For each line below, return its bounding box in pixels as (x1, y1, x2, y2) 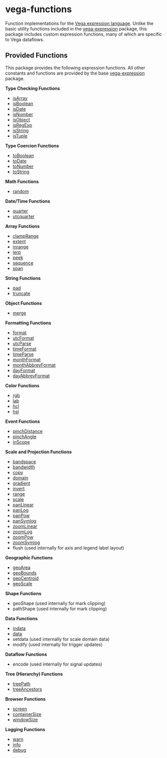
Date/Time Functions (5, 198, 50, 204)
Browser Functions (5, 696, 46, 702)
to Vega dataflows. (5, 37, 44, 43)
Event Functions (5, 418, 40, 424)
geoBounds (12, 569, 37, 576)
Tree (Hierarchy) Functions (5, 671, 63, 677)
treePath (12, 680, 31, 687)
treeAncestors (12, 686, 42, 692)
